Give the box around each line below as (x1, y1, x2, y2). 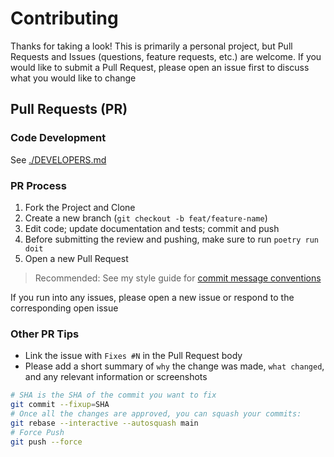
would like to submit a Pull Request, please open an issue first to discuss (10, 61, 310, 73)
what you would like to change (10, 72, 137, 84)
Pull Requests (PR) (10, 101, 128, 118)
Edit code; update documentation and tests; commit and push (24, 222, 280, 234)
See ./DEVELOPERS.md (10, 153, 107, 166)
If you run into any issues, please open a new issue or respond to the (10, 291, 295, 303)
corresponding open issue (10, 302, 119, 314)
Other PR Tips (10, 327, 80, 341)
